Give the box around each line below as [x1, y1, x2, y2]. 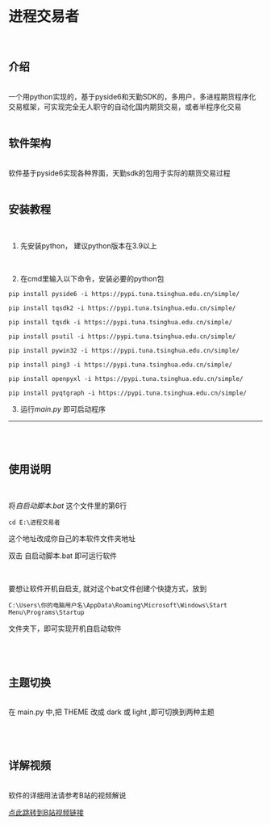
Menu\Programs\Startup [8, 608, 85, 617]
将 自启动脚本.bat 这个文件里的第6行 [8, 501, 127, 510]
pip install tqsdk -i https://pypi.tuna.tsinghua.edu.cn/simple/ [8, 319, 232, 327]
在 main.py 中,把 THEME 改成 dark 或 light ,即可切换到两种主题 [8, 707, 215, 717]
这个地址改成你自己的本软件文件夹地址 [8, 534, 135, 544]
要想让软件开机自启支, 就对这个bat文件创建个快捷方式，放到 [8, 584, 207, 594]
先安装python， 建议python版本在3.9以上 [19, 241, 157, 251]
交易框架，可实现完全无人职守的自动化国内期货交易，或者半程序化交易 [8, 102, 242, 112]
